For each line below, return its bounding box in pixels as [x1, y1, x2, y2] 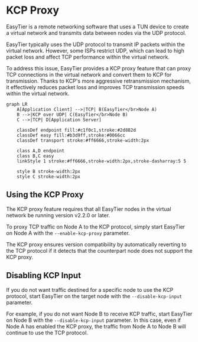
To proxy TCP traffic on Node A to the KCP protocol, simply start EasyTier [6, 223, 185, 230]
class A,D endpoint [17, 148, 65, 154]
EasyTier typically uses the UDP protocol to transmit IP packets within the [6, 41, 185, 48]
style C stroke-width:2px [17, 174, 81, 180]
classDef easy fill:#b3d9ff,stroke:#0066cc [17, 132, 126, 138]
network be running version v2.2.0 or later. [6, 211, 111, 219]
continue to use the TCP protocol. [6, 329, 89, 336]
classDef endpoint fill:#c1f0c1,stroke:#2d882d [17, 127, 136, 133]
